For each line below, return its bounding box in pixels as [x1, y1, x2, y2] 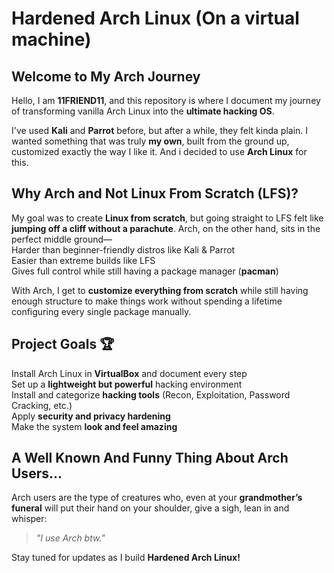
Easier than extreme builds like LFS [11, 254, 156, 266]
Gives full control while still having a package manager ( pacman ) [11, 265, 279, 277]
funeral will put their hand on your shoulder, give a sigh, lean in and [11, 502, 290, 514]
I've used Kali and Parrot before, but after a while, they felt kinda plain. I [11, 125, 309, 136]
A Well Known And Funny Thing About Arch [11, 450, 289, 467]
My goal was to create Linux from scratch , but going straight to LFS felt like [11, 212, 324, 224]
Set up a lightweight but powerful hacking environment [11, 378, 243, 390]
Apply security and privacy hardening [11, 410, 171, 422]
